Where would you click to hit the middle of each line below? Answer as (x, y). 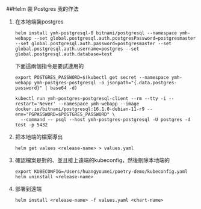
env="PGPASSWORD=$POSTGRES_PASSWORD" (62, 114)
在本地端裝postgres (39, 22)
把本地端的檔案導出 (39, 137)
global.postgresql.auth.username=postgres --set (77, 49)
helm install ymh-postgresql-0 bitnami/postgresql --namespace (96, 33)
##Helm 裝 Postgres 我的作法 (43, 9)
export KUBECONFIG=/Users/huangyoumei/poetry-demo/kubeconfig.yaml (101, 172)
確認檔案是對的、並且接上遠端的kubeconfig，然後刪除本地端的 (92, 160)
